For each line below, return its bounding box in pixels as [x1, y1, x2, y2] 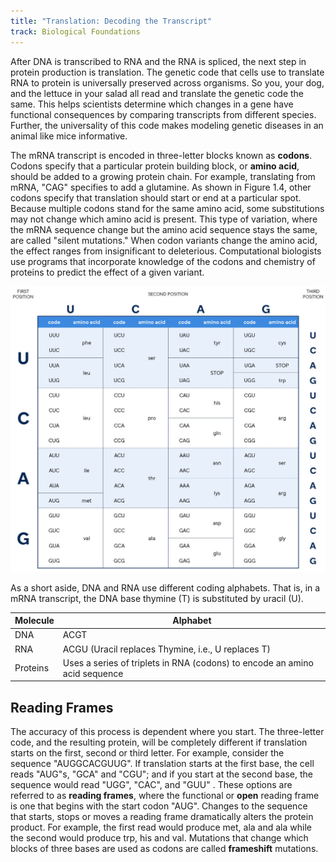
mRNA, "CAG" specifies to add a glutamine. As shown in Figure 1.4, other [10, 181, 312, 193]
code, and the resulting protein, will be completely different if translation [10, 736, 308, 749]
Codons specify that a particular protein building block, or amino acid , [10, 160, 300, 172]
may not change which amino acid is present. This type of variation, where [10, 213, 318, 225]
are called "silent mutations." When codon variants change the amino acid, [10, 234, 318, 246]
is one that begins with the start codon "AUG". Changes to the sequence [10, 800, 308, 812]
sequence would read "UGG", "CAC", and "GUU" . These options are [10, 779, 293, 791]
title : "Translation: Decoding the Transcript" [10, 16, 213, 26]
